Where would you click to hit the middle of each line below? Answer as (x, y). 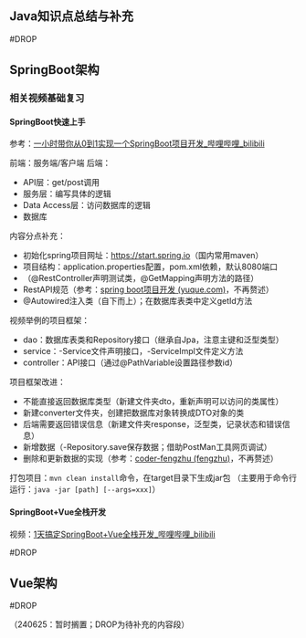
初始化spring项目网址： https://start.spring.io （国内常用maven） (143, 256)
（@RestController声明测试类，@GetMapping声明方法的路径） (140, 278)
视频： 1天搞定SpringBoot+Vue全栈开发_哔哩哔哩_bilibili (113, 534)
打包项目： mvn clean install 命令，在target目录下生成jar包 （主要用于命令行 (153, 478)
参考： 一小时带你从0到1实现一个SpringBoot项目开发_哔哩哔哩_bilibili (137, 143)
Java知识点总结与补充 (72, 16)
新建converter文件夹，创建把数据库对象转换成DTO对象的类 (133, 413)
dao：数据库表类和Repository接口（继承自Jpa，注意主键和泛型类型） (153, 340)
